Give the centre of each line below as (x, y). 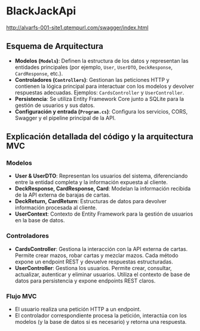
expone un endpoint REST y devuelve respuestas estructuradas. (94, 262)
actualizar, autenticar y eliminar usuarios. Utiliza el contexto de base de (102, 274)
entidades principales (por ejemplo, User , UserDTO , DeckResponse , (94, 67)
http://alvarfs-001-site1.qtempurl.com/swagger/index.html (77, 27)
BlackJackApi (41, 11)
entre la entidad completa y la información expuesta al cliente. (91, 182)
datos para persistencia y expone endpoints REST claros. (85, 281)
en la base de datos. (40, 220)
